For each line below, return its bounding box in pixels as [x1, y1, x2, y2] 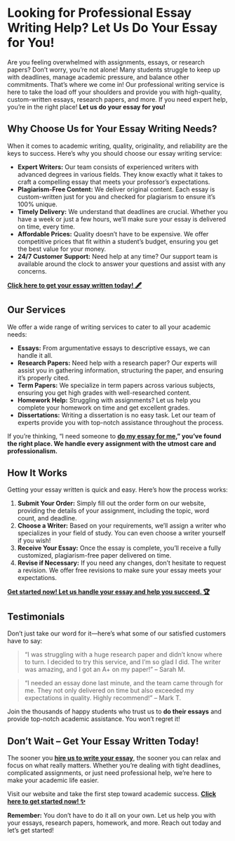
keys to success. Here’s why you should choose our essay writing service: [7, 149, 222, 157]
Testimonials [7, 610, 65, 622]
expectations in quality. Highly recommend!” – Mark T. [24, 694, 181, 702]
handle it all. [17, 351, 53, 359]
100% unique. [17, 200, 58, 208]
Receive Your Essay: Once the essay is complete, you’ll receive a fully [17, 544, 222, 552]
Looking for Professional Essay [7, 5, 192, 21]
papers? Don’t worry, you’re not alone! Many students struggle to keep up [7, 65, 221, 74]
